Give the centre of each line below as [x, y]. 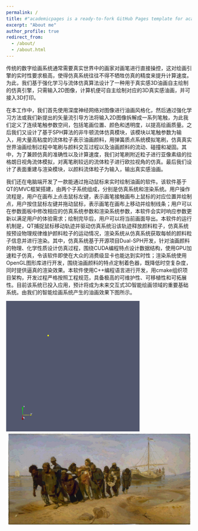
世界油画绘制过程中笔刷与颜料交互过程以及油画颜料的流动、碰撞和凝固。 [94, 147]
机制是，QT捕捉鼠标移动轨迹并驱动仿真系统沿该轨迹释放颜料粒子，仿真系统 [98, 226]
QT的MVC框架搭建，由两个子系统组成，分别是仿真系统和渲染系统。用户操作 [98, 189]
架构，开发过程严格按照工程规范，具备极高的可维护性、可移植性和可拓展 [99, 277]
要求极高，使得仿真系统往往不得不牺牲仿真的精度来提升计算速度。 [112, 75]
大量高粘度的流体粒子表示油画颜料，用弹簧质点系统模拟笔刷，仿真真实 [107, 139]
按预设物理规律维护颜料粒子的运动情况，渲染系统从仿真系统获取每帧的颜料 [96, 233]
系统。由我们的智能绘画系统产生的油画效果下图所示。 [71, 292]
